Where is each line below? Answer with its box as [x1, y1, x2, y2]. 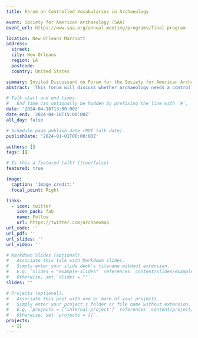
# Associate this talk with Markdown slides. [6, 258, 126, 264]
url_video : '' [6, 241, 41, 248]
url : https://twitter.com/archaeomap [16, 219, 110, 226]
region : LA [11, 57, 38, 63]
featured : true [6, 166, 44, 172]
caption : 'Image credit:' [11, 181, 75, 188]
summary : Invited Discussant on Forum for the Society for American [6, 79, 178, 85]
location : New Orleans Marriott [6, 35, 85, 41]
